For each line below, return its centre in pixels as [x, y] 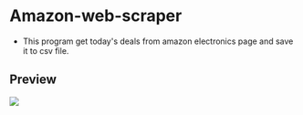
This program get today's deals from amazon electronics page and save [158, 41]
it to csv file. [46, 50]
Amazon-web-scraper [96, 16]
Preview [33, 80]
